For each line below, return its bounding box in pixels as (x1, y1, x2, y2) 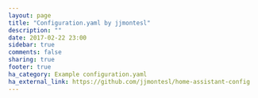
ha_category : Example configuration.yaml (8, 70, 148, 78)
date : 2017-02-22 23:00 (8, 33, 87, 42)
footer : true (8, 63, 52, 71)
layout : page (8, 11, 52, 20)
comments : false (8, 48, 62, 56)
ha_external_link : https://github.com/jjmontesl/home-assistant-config (8, 77, 250, 85)
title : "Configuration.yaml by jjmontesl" (8, 19, 151, 27)
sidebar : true (8, 41, 56, 49)
